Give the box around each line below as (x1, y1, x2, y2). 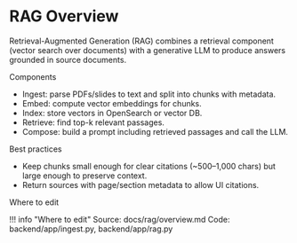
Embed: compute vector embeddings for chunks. (21, 98, 202, 108)
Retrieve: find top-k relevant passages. (21, 117, 165, 128)
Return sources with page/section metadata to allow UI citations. (21, 179, 260, 190)
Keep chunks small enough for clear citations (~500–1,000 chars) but (21, 161, 276, 171)
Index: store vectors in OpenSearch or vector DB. (21, 107, 203, 118)
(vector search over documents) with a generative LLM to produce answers (9, 44, 286, 55)
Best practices (9, 144, 62, 154)
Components (9, 71, 57, 82)
